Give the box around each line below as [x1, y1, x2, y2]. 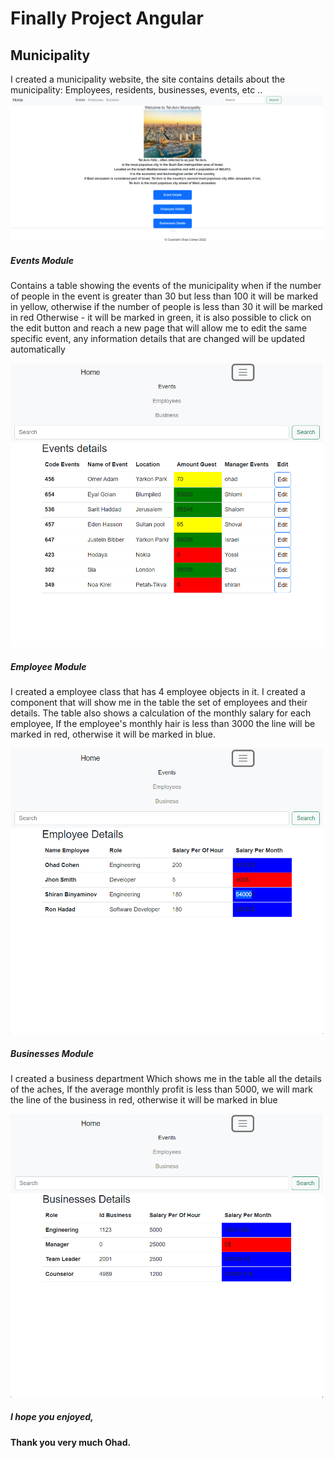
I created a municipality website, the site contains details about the [10, 73, 286, 85]
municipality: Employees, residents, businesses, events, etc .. [10, 84, 263, 96]
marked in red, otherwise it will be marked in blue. [10, 728, 216, 741]
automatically [10, 343, 66, 356]
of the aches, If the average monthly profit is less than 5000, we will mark [10, 1083, 313, 1095]
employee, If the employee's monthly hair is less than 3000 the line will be [10, 718, 316, 730]
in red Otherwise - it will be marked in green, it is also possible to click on [10, 312, 312, 324]
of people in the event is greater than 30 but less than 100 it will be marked [10, 290, 319, 302]
